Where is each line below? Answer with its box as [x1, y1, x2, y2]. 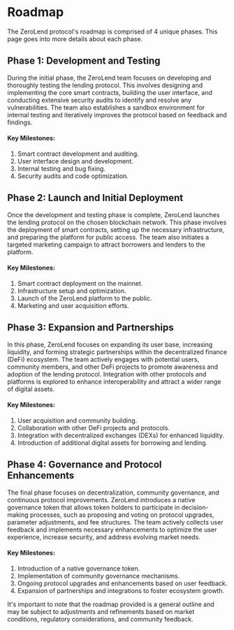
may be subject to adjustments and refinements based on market [7, 608, 195, 615]
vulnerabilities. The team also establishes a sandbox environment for [7, 103, 205, 112]
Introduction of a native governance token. [17, 564, 140, 573]
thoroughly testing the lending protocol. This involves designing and [7, 81, 203, 89]
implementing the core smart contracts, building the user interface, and [7, 88, 213, 96]
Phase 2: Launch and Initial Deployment [7, 192, 184, 204]
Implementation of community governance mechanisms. [17, 572, 180, 580]
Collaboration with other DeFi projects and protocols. [17, 423, 170, 432]
